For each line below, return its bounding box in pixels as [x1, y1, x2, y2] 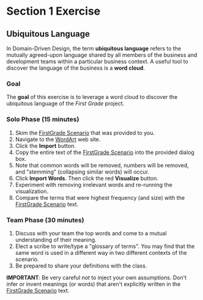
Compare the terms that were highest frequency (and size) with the [15, 194, 185, 201]
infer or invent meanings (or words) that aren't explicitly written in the [6, 280, 181, 288]
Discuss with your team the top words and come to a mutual [15, 229, 167, 236]
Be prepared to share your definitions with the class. [15, 262, 147, 269]
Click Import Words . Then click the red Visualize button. [15, 174, 159, 181]
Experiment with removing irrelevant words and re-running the [15, 181, 172, 188]
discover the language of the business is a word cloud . [6, 64, 146, 71]
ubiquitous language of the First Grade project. [6, 100, 125, 108]
